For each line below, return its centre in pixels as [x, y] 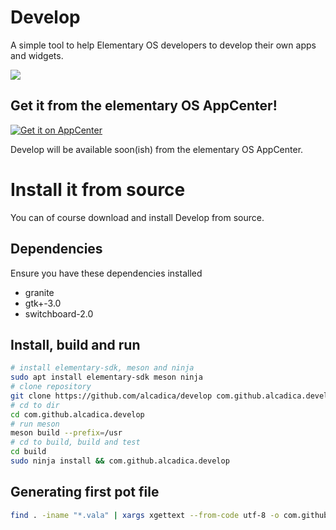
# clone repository [51, 387]
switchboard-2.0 [59, 313]
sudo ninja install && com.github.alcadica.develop [120, 461]
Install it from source [98, 189]
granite [39, 292]
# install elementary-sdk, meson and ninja [102, 368]
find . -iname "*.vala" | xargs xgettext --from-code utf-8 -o [145, 515]
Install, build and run [75, 344]
